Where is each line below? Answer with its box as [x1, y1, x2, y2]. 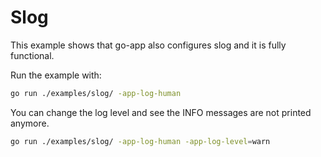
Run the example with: [10, 69, 102, 81]
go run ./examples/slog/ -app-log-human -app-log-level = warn [10, 136, 271, 146]
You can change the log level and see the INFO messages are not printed [10, 106, 312, 118]
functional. [10, 49, 55, 61]
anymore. [10, 117, 50, 129]
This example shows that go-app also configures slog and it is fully [10, 39, 287, 51]
